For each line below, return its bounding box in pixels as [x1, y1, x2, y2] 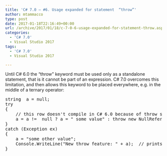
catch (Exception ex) [5, 126, 58, 132]
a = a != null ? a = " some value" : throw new [15, 116, 137, 122]
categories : [5, 30, 30, 35]
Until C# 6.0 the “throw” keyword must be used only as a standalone [5, 71, 145, 77]
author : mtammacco [5, 12, 43, 17]
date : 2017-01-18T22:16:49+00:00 [5, 21, 75, 26]
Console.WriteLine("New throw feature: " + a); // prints [15, 141, 163, 147]
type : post [5, 16, 28, 21]
